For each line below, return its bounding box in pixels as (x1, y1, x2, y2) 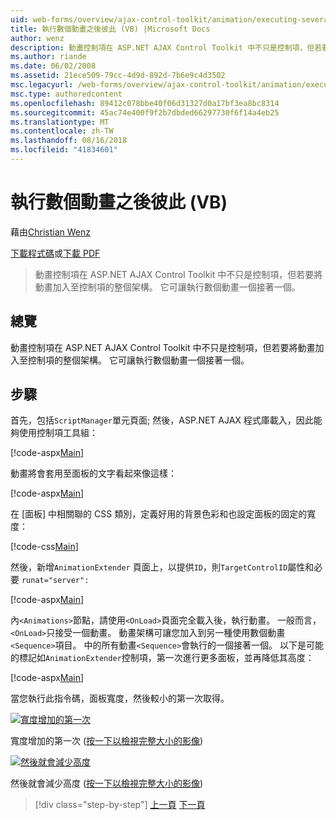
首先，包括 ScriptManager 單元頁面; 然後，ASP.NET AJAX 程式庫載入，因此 (10, 414, 314, 426)
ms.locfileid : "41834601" (10, 145, 118, 155)
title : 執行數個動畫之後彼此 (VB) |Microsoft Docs (10, 24, 211, 34)
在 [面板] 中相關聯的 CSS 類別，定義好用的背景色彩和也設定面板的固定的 (10, 508, 308, 520)
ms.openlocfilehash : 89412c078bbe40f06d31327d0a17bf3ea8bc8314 (10, 98, 280, 108)
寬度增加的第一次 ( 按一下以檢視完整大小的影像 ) (10, 735, 204, 747)
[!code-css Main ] (10, 541, 79, 553)
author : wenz (10, 33, 65, 43)
